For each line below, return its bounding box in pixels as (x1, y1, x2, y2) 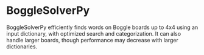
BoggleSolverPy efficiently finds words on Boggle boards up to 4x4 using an (6, 24, 199, 31)
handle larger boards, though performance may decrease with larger (6, 36, 178, 44)
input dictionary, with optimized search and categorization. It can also (6, 30, 181, 37)
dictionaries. (6, 43, 38, 50)
